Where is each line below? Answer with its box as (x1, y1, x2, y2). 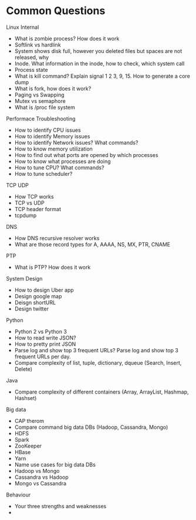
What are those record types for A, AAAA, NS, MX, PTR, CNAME (14, 241, 171, 248)
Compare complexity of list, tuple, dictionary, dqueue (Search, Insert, (14, 359, 182, 366)
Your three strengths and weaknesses (14, 502, 107, 509)
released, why (14, 54, 49, 61)
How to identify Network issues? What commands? (14, 139, 138, 146)
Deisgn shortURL (14, 299, 56, 306)
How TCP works (14, 193, 54, 200)
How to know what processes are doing (14, 158, 111, 165)
